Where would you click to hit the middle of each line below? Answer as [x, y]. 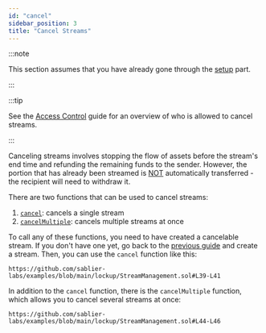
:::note [19, 54]
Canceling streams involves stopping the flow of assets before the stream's [133, 156]
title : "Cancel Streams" [50, 31]
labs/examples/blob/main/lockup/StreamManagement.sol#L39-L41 [115, 276]
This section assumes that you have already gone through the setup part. [130, 69]
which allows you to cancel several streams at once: [95, 300]
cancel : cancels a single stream [72, 213]
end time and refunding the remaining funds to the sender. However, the [128, 164]
